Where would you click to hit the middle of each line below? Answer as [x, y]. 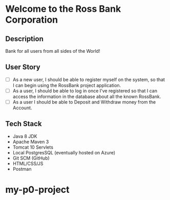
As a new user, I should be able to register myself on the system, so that [89, 79]
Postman [22, 169]
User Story [23, 67]
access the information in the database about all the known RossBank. [87, 96]
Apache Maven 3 [31, 142]
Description [24, 39]
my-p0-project [38, 190]
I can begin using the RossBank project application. [67, 85]
